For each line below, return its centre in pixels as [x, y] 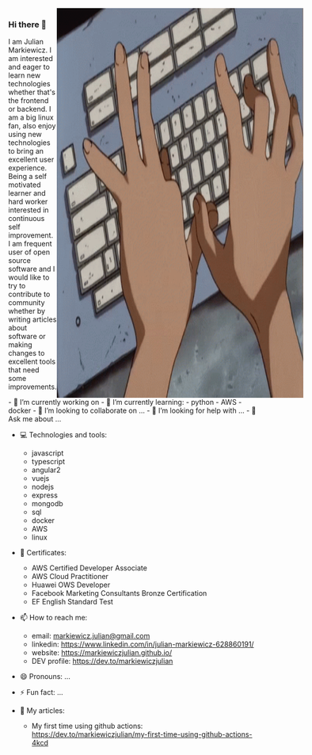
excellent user [31, 160]
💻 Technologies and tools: [63, 435]
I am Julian [26, 42]
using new [25, 135]
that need [24, 370]
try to [17, 286]
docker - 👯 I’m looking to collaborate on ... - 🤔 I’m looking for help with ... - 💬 [132, 410]
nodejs [42, 487]
